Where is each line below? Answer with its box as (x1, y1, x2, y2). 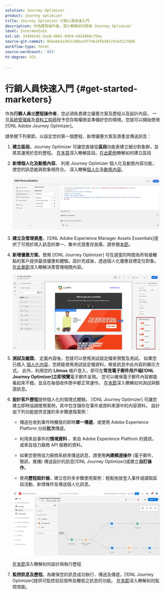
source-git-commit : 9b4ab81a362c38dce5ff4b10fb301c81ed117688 (5, 39, 135, 44)
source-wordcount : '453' (5, 49, 56, 54)
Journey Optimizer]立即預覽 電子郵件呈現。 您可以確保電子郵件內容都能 (12, 373, 158, 379)
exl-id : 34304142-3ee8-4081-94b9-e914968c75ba (5, 34, 102, 39)
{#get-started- (76, 83, 137, 94)
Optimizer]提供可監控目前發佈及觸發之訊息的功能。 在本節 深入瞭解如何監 (12, 577, 160, 583)
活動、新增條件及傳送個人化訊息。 (24, 481, 93, 487)
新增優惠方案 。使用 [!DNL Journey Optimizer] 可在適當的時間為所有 (12, 252, 149, 258)
